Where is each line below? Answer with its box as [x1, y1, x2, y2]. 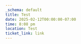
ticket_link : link [5, 31, 44, 36]
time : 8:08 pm [5, 21, 36, 27]
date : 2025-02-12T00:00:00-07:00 [5, 17, 76, 22]
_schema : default [5, 7, 42, 13]
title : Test [5, 12, 31, 17]
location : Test [5, 26, 38, 31]
